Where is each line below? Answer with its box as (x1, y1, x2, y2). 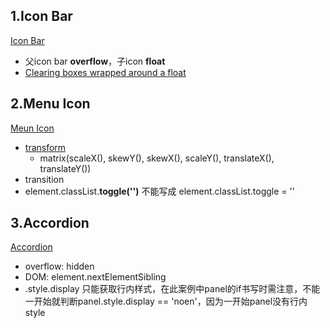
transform (24, 141, 67, 153)
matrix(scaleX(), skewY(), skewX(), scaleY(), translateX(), (39, 152, 275, 164)
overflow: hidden (24, 260, 95, 273)
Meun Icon (10, 122, 55, 134)
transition (24, 173, 65, 185)
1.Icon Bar (10, 8, 73, 25)
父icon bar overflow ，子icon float (24, 55, 166, 67)
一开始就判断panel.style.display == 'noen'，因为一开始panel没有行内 (24, 295, 308, 308)
